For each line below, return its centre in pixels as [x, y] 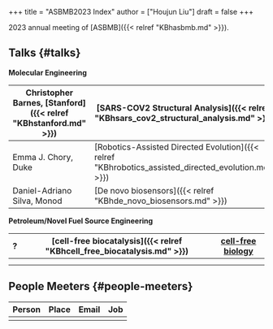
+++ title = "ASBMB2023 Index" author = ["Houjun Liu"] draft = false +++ [131, 12]
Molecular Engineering [48, 72]
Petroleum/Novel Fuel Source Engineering [81, 221]
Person [27, 310]
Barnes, [28, 102]
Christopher [50, 93]
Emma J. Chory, [43, 157]
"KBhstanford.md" [50, 123]
